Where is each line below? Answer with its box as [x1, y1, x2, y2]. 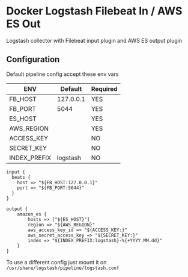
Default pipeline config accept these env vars [6, 70, 119, 78]
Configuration [6, 54, 60, 64]
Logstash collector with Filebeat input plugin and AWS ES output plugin [6, 37, 183, 44]
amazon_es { [17, 211, 47, 217]
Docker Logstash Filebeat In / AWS [6, 4, 183, 18]
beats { [11, 174, 31, 180]
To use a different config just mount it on [6, 258, 107, 266]
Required [91, 84, 118, 93]
